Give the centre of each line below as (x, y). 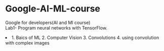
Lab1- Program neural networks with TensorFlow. (56, 27)
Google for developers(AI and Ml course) (48, 22)
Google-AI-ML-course (53, 9)
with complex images (27, 42)
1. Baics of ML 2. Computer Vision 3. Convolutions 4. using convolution (86, 37)
